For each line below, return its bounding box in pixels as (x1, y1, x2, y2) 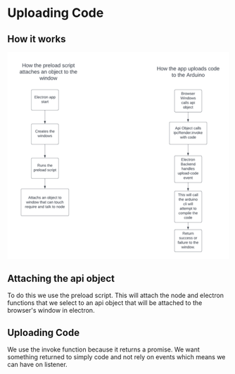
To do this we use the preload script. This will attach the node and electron (7, 291, 224, 300)
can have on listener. (7, 361, 68, 369)
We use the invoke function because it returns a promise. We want (7, 345, 201, 354)
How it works (7, 33, 66, 45)
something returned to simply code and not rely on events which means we (7, 353, 226, 361)
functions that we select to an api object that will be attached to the (7, 299, 203, 307)
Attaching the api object (7, 273, 115, 285)
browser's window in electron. (7, 306, 95, 315)
